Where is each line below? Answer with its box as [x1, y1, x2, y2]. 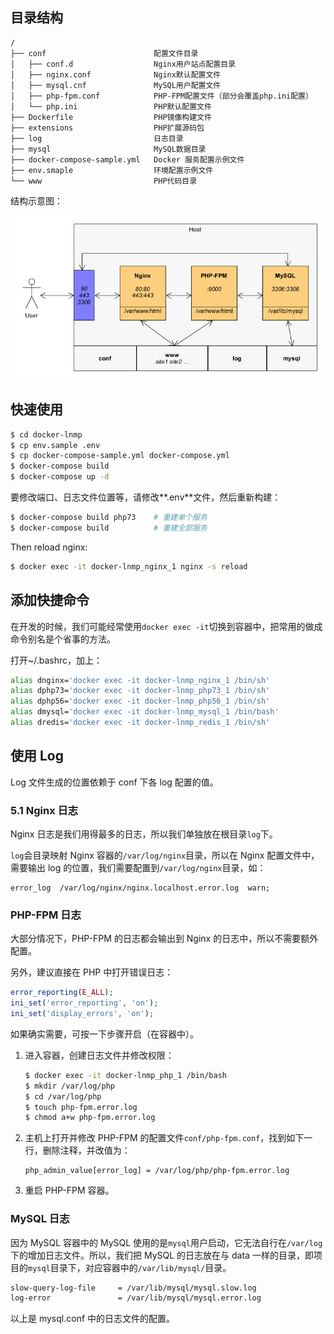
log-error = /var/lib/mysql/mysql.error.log [10, 1293, 262, 1303]
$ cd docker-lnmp [10, 429, 83, 440]
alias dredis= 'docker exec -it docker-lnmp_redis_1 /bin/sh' [10, 718, 271, 728]
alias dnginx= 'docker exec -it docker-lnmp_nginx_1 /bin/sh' [10, 675, 271, 685]
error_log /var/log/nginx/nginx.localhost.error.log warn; [10, 883, 271, 893]
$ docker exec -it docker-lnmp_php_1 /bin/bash [24, 1070, 227, 1080]
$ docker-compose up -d [10, 472, 110, 482]
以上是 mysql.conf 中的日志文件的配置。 [10, 1313, 176, 1325]
